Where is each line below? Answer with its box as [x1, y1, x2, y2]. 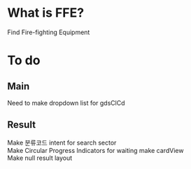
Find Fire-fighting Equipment [7, 28, 90, 36]
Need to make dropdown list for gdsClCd [7, 98, 125, 107]
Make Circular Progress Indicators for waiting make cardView [7, 146, 184, 154]
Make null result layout [7, 154, 73, 162]
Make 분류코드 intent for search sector [7, 138, 117, 147]
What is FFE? [7, 5, 85, 21]
